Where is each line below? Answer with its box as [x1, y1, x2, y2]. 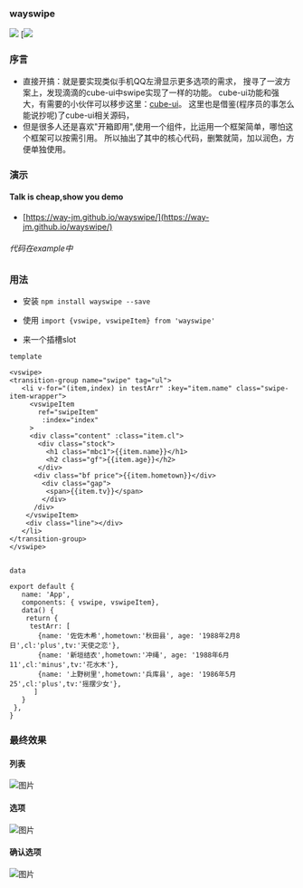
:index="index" [42, 416, 99, 425]
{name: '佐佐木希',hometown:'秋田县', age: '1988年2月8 [37, 632, 241, 641]
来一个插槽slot [22, 334, 77, 345]
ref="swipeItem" [37, 408, 99, 417]
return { [25, 614, 59, 623]
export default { [9, 583, 75, 592]
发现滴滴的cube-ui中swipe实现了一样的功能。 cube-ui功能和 [46, 87, 271, 98]
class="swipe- [235, 384, 289, 393]
